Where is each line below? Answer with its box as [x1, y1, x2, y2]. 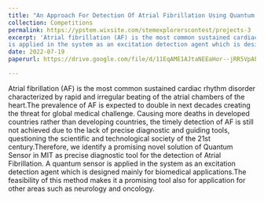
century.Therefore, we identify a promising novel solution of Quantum [8, 142, 233, 152]
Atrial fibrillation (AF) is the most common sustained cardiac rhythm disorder [8, 83, 256, 93]
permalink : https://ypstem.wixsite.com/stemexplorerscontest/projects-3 [8, 26, 251, 34]
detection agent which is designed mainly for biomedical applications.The [8, 166, 247, 177]
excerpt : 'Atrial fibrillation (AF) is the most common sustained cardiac [8, 33, 258, 42]
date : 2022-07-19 [8, 48, 65, 56]
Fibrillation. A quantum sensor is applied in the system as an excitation [8, 159, 236, 168]
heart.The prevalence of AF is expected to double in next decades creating [8, 100, 251, 110]
